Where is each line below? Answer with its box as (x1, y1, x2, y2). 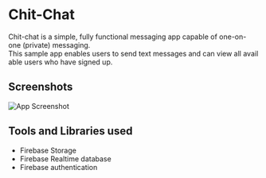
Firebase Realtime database (19, 153, 111, 164)
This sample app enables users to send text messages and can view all (8, 48, 241, 58)
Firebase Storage (19, 145, 77, 155)
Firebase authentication (19, 162, 98, 172)
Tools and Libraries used (8, 125, 133, 138)
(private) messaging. (22, 40, 91, 49)
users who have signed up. (23, 57, 113, 67)
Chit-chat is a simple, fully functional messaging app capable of (8, 32, 217, 41)
